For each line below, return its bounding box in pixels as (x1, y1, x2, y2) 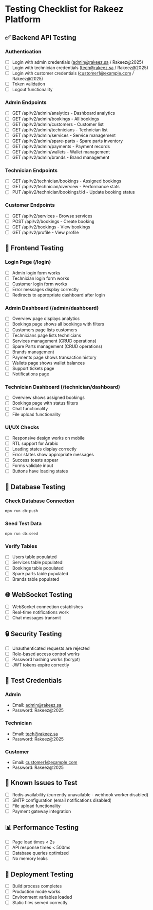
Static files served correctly (12, 900, 68, 906)
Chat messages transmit (12, 615, 61, 620)
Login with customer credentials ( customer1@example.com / (12, 70, 134, 76)
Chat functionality (12, 406, 48, 412)
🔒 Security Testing (5, 630, 62, 638)
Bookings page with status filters (12, 400, 78, 406)
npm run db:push (5, 509, 38, 514)
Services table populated (12, 560, 62, 566)
